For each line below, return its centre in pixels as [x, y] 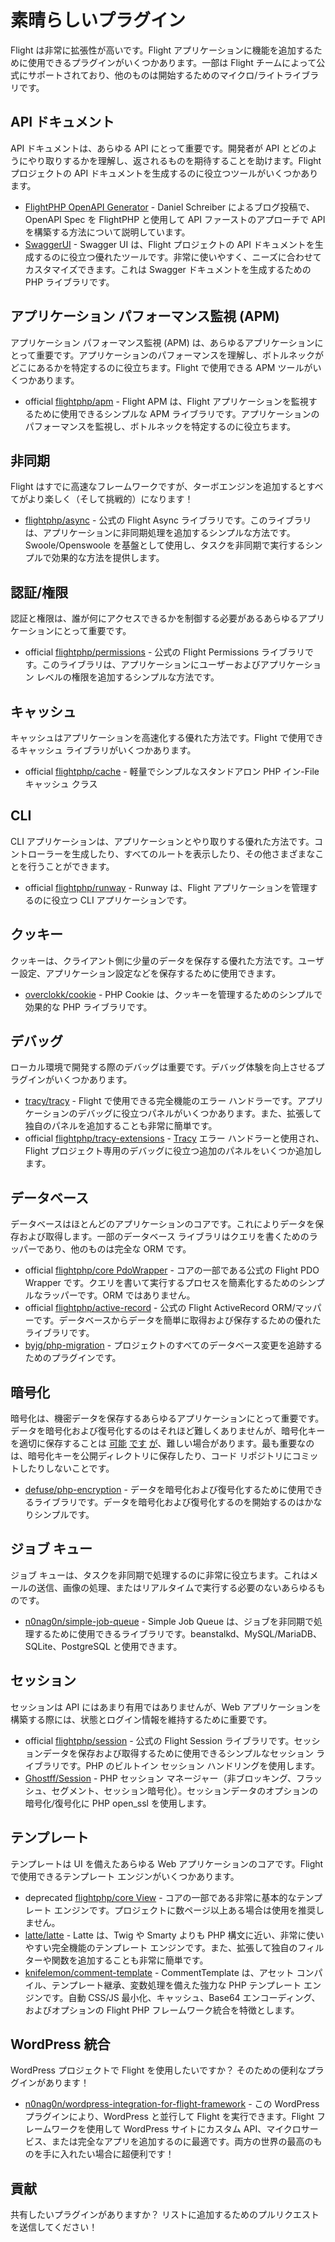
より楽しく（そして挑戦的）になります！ [110, 499]
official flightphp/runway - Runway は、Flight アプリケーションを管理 [167, 887]
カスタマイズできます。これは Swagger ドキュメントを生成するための [168, 269]
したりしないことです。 [66, 1468]
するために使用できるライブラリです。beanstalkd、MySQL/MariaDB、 [178, 1633]
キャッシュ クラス [61, 784]
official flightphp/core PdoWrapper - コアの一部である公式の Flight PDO [172, 1270]
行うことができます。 [71, 866]
